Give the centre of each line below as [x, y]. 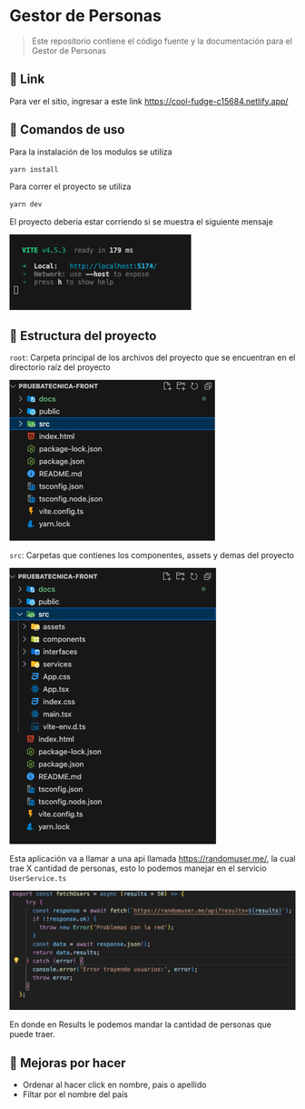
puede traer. [32, 1034]
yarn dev [26, 205]
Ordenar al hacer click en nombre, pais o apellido [114, 1085]
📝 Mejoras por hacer [68, 1063]
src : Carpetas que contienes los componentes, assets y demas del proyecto [152, 555]
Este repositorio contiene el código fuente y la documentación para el [162, 41]
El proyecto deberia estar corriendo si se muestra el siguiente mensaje [142, 222]
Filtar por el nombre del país [75, 1094]
